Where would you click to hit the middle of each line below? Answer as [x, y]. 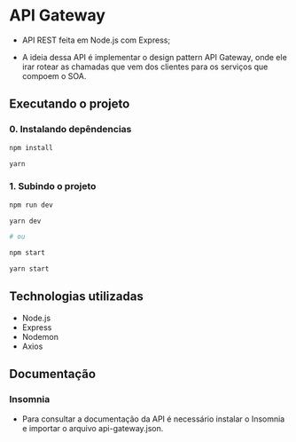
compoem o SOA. [54, 75]
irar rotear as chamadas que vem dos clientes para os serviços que [145, 67]
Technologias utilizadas [76, 297]
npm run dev [31, 205]
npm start [27, 253]
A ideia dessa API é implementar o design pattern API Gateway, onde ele [155, 57]
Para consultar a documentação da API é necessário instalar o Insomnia [153, 419]
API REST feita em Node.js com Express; [96, 40]
